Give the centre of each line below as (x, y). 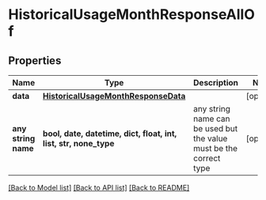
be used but (216, 128)
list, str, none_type (78, 143)
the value (211, 138)
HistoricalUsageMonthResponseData (114, 96)
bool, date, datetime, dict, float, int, (110, 134)
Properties (35, 60)
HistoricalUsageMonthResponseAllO (132, 15)
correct (207, 158)
